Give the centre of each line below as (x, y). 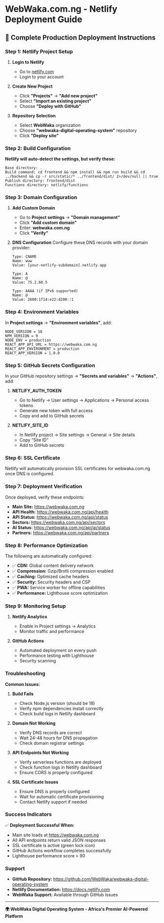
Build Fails (23, 694)
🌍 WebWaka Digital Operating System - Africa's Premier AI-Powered (76, 909)
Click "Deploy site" (39, 135)
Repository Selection (34, 116)
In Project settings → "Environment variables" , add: (59, 322)
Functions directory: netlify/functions (47, 185)
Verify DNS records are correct (51, 732)
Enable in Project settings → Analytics (58, 626)
